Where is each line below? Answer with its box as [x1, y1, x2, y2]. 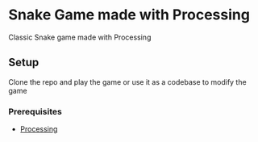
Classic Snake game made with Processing [8, 32, 152, 42]
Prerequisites [8, 106, 62, 117]
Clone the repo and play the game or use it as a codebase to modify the [8, 77, 248, 86]
